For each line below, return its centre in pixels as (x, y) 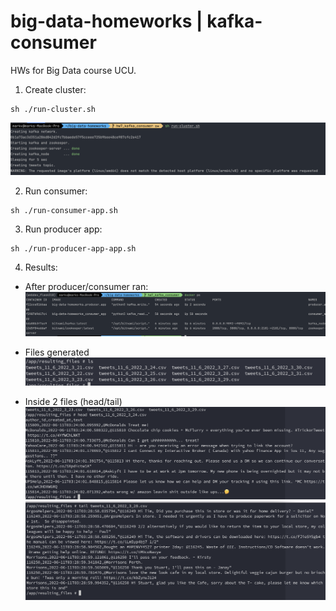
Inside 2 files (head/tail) (73, 402)
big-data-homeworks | (106, 21)
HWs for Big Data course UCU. (73, 70)
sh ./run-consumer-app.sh (64, 210)
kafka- (234, 21)
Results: (41, 267)
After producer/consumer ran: (86, 286)
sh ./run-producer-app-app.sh (73, 248)
